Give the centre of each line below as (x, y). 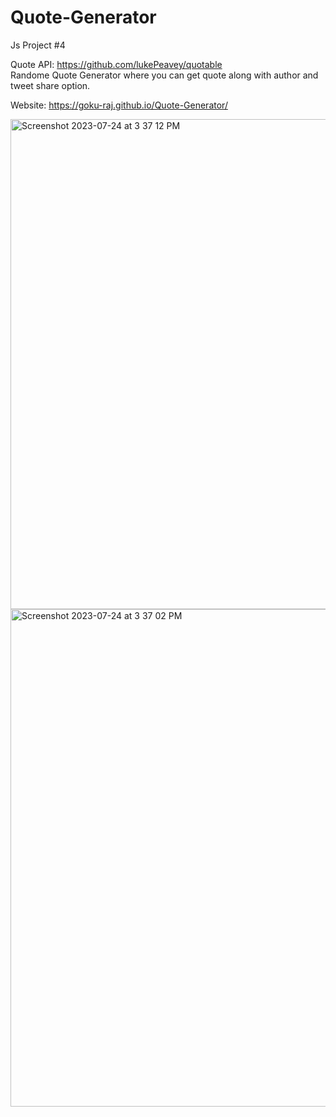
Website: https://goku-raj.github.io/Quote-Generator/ (119, 105)
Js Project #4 (38, 45)
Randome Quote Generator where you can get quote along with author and (164, 75)
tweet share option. (50, 85)
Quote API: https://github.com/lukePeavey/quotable (116, 64)
